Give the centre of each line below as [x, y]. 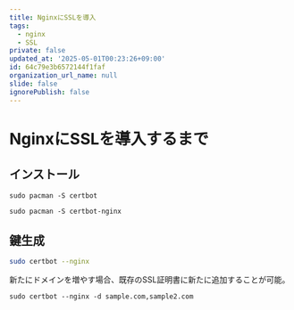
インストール [45, 175]
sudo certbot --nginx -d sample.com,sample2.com [101, 297]
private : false [38, 51]
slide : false [34, 84]
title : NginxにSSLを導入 [53, 17]
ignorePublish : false [50, 92]
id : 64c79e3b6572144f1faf [57, 68]
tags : [19, 26]
